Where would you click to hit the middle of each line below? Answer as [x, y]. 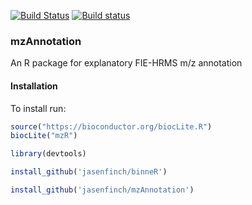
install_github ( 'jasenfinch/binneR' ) [89, 172]
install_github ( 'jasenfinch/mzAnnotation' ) [102, 190]
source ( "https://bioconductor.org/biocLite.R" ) [111, 126]
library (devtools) [48, 154]
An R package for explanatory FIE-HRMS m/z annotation [126, 63]
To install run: [38, 108]
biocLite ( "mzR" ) [44, 136]
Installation [34, 86]
